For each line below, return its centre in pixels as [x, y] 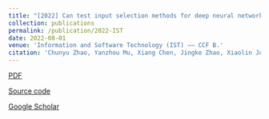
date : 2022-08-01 [37, 38]
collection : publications [51, 23]
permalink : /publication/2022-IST [66, 30]
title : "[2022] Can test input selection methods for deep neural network [136, 16]
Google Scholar [34, 106]
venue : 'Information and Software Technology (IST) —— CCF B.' [116, 46]
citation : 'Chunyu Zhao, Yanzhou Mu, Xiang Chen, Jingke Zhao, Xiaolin [130, 53]
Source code [29, 91]
